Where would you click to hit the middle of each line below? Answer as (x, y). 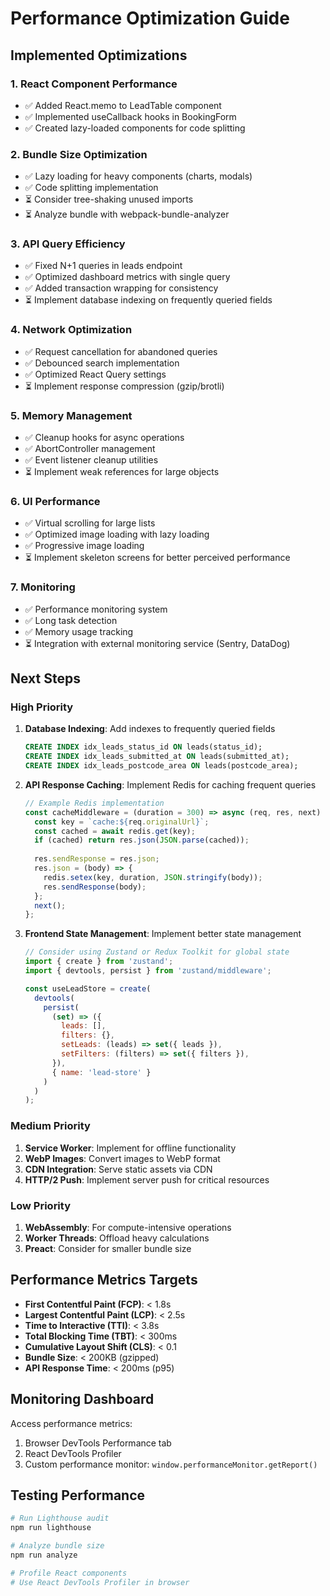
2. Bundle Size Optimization (79, 154)
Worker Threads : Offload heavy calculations (117, 1238)
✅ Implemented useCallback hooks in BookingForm (130, 116)
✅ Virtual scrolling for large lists (90, 523)
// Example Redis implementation (94, 803)
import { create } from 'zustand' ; (99, 962)
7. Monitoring (43, 587)
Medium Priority (50, 1126)
